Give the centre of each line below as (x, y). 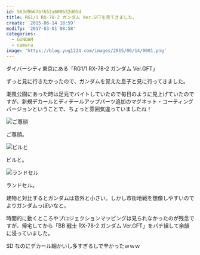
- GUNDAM (22, 40)
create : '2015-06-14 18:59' (41, 23)
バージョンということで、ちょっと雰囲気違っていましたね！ (79, 109)
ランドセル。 (22, 185)
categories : (21, 34)
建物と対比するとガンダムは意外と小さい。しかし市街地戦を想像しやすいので (100, 198)
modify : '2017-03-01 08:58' (41, 28)
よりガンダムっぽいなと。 (38, 205)
